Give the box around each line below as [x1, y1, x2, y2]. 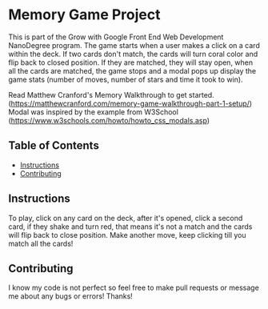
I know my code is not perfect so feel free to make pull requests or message [8, 283, 260, 293]
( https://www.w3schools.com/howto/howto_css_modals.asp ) [8, 115, 210, 125]
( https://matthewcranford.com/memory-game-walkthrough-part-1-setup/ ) [8, 98, 253, 108]
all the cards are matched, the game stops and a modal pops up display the [8, 66, 257, 75]
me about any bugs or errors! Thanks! [8, 291, 134, 301]
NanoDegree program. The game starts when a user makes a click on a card [8, 40, 260, 50]
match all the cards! [8, 239, 74, 248]
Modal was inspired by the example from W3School [8, 106, 178, 117]
